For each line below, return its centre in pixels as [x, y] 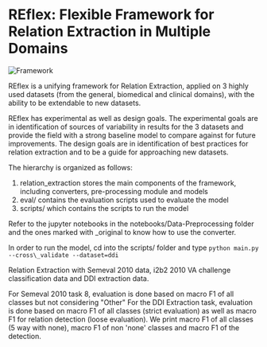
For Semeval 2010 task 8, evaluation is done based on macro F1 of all [121, 294]
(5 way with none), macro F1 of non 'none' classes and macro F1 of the [124, 327]
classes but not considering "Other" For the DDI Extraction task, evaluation [130, 302]
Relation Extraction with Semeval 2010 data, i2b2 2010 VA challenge [120, 270]
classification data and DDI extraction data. [79, 278]
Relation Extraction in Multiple [110, 31]
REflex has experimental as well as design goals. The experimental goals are [133, 118]
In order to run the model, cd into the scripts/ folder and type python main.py [133, 248]
